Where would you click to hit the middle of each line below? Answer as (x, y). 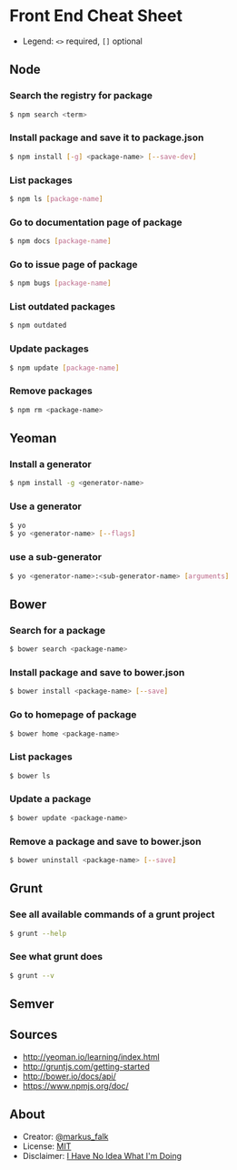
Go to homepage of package (73, 715)
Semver (32, 1004)
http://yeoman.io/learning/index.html (91, 1056)
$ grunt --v (32, 975)
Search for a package (58, 630)
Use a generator (45, 506)
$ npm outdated (38, 326)
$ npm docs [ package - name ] (60, 241)
